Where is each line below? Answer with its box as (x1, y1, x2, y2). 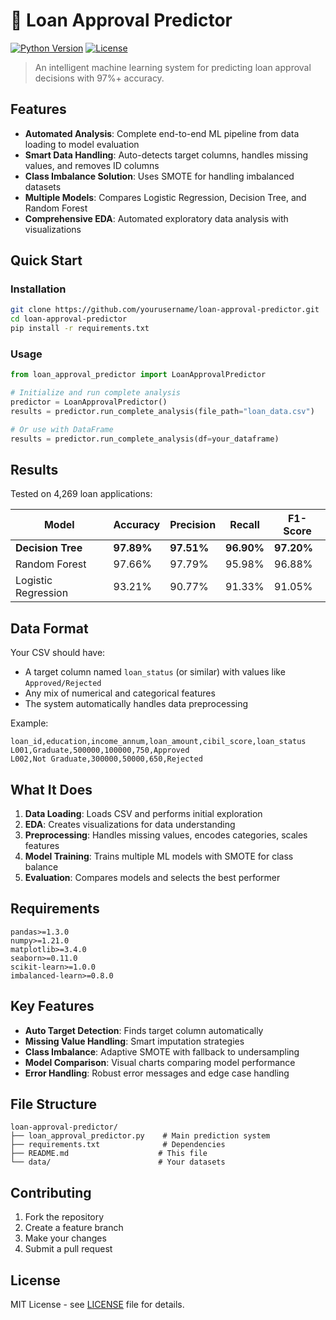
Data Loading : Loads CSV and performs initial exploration (24, 808, 263, 820)
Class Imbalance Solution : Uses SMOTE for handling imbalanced (24, 170, 295, 182)
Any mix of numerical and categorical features (24, 687, 216, 699)
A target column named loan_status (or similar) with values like (24, 666, 286, 678)
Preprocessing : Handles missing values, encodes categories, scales (24, 829, 308, 841)
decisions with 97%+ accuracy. (34, 72, 165, 84)
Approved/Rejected (24, 679, 102, 689)
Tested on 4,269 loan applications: (10, 488, 153, 500)
